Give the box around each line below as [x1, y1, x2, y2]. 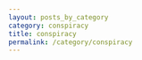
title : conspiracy [8, 29, 77, 38]
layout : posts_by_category [8, 12, 109, 22]
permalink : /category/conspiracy [8, 37, 133, 47]
